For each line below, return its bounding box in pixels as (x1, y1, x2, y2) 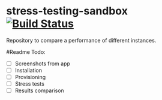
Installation (14, 67, 42, 74)
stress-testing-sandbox (6, 4, 128, 18)
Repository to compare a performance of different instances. (6, 37, 157, 44)
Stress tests (14, 80, 45, 87)
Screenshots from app (14, 60, 71, 67)
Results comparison (14, 87, 64, 94)
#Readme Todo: (6, 48, 46, 55)
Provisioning (14, 74, 46, 81)
